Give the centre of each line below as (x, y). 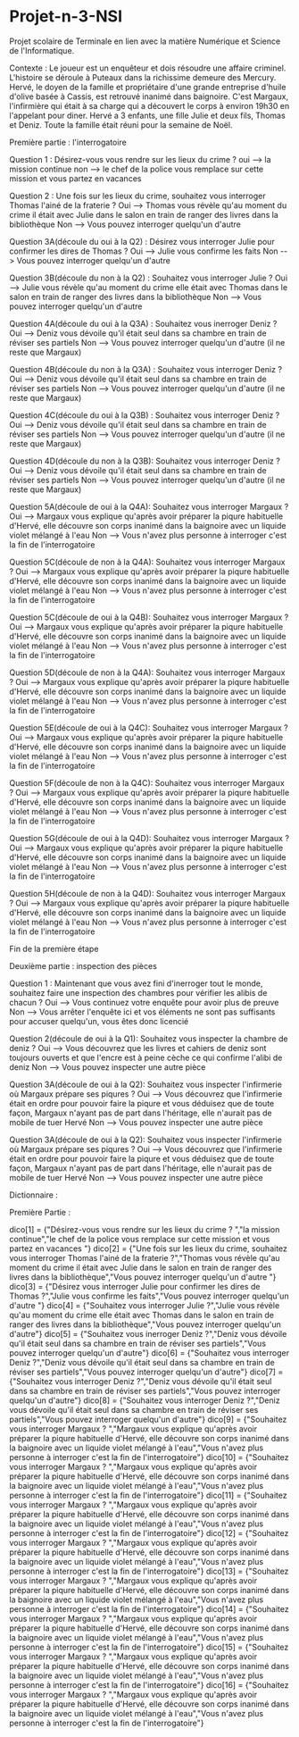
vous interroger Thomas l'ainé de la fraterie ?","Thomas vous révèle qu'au (145, 1257)
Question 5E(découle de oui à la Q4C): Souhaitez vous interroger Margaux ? (149, 727)
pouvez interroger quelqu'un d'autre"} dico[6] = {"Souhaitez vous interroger (149, 1353)
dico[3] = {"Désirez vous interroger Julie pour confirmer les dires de (135, 1286)
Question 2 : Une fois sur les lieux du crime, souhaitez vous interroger (137, 196)
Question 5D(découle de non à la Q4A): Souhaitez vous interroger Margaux (147, 672)
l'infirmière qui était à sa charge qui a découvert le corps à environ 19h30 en (149, 105)
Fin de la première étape (54, 948)
